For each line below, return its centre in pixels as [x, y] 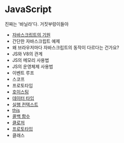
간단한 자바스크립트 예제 [36, 41]
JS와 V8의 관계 [27, 54]
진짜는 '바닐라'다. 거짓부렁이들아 [37, 24]
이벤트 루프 [23, 73]
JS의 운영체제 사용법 [33, 66]
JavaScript [28, 9]
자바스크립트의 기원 [31, 34]
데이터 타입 [23, 98]
